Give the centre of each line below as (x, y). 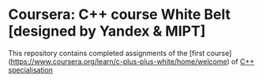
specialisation (31, 69)
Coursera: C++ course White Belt (119, 15)
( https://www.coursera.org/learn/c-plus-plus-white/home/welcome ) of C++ (131, 61)
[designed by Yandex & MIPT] (107, 31)
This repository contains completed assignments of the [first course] (120, 53)
